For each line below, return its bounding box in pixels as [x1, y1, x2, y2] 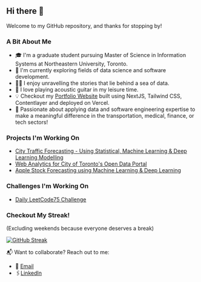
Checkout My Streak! [6, 210, 70, 219]
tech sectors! [15, 119, 48, 126]
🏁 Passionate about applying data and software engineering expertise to [15, 106, 196, 113]
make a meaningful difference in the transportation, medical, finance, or [15, 112, 195, 119]
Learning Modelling [15, 154, 64, 161]
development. [15, 73, 50, 81]
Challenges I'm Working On [6, 182, 89, 190]
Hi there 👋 [6, 6, 44, 16]
